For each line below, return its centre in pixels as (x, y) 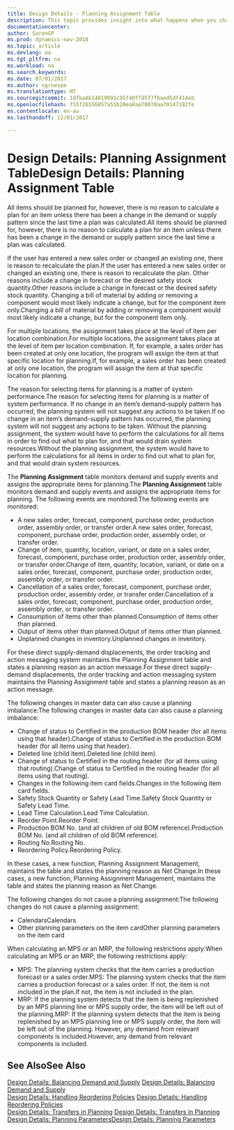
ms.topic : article (34, 46)
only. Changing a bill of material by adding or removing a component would (114, 310)
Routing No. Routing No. (51, 842)
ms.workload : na (31, 66)
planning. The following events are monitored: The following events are (108, 499)
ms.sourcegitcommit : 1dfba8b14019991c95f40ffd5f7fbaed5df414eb (101, 98)
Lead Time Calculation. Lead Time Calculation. (83, 813)
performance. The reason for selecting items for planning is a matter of (108, 396)
